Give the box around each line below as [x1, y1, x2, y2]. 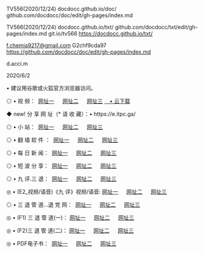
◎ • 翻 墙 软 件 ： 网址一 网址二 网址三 [6, 137, 119, 143]
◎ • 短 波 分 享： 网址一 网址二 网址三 [6, 162, 117, 169]
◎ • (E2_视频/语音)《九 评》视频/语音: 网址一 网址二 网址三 [6, 188, 167, 195]
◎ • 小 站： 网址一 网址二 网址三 [6, 123, 104, 130]
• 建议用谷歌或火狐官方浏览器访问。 [6, 85, 96, 91]
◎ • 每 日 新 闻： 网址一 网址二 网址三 [6, 149, 117, 156]
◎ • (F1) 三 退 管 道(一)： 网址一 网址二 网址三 [6, 214, 135, 221]
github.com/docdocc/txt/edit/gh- [114, 24, 199, 30]
